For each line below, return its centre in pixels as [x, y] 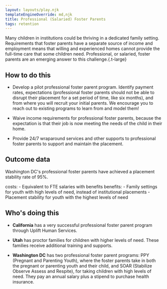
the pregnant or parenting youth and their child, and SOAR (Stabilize [82, 265]
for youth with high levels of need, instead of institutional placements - [78, 192]
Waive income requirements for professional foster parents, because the [87, 118]
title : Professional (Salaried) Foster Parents [56, 19]
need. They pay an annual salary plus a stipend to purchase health [81, 276]
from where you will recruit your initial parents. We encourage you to [83, 103]
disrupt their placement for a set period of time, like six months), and [83, 98]
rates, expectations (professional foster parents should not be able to [83, 93]
